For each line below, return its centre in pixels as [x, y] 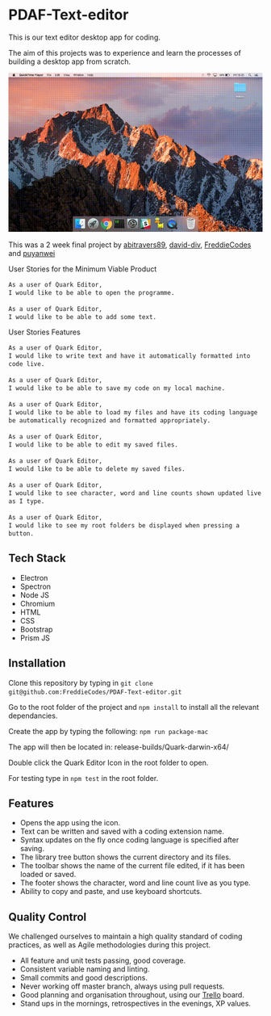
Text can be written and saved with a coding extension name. [122, 831]
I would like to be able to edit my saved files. [94, 445]
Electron [34, 577]
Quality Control [48, 917]
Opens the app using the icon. [70, 823]
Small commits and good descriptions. [83, 978]
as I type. [27, 501]
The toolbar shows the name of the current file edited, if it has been [132, 866]
